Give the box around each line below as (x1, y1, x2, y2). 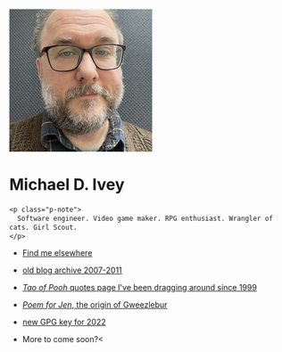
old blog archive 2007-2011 (21, 265, 122, 275)
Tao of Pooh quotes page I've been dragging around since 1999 (21, 282, 257, 292)
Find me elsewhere (21, 247, 93, 258)
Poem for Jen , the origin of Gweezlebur (21, 299, 168, 310)
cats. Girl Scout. (9, 223, 78, 232)
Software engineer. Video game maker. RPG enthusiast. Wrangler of (17, 214, 274, 223)
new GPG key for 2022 (21, 316, 107, 327)
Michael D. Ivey (9, 175, 125, 195)
